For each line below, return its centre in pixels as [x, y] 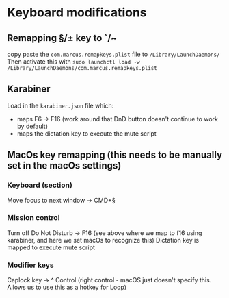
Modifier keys [30, 265]
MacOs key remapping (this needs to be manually [115, 155]
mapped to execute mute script [51, 247]
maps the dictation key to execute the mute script [87, 133]
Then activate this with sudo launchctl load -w [73, 62]
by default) [32, 126]
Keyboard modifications [77, 13]
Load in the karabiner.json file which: [60, 105]
